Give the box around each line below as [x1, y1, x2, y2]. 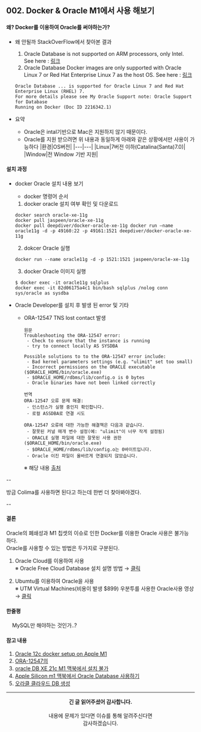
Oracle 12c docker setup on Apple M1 [14, 650, 108, 658]
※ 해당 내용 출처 [23, 464, 61, 471]
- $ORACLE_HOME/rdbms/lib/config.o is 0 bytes [26, 374, 145, 380]
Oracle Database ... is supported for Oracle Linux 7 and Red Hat [14, 83, 184, 89]
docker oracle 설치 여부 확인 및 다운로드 [23, 200, 118, 207]
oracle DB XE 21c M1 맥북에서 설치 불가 [14, 665, 109, 672]
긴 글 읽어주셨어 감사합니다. [68, 698, 133, 706]
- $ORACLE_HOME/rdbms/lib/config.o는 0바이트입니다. [26, 446, 153, 452]
